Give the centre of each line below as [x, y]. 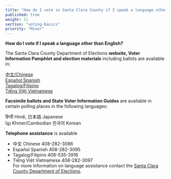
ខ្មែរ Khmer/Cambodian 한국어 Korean [43, 123]
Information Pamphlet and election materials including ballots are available [85, 58]
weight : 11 [17, 19]
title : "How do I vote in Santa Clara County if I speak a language [79, 10]
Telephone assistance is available [41, 133]
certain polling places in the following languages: [56, 106]
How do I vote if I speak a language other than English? [64, 43]
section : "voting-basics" [33, 24]
